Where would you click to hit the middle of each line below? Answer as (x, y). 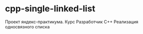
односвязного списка (27, 26)
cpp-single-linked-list (50, 9)
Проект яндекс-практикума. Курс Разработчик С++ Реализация (72, 22)
